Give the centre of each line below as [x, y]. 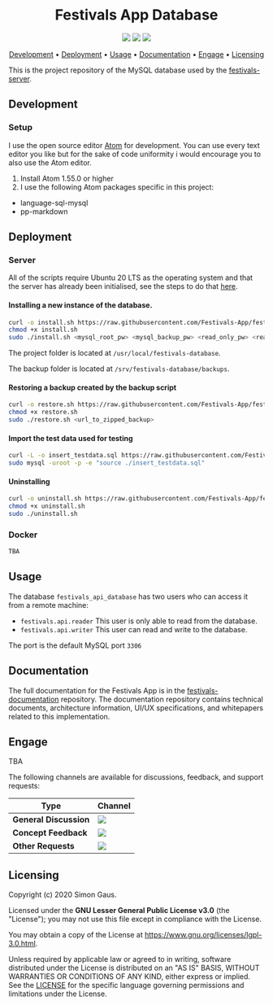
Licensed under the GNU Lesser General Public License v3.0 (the [119, 911]
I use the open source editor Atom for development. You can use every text [134, 145]
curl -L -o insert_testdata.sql [63, 456]
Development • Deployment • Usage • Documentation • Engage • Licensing [136, 54]
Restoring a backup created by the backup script [93, 387]
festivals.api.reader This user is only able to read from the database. [139, 621]
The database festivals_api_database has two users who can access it [128, 596]
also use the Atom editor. [50, 162]
